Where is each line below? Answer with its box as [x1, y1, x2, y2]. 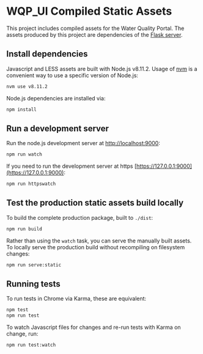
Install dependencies [6, 49, 88, 59]
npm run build [6, 225, 43, 232]
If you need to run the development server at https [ [6, 162, 137, 170]
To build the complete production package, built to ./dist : [6, 214, 153, 221]
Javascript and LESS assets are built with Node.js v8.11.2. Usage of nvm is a [6, 65, 197, 72]
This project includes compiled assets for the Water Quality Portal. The [6, 24, 185, 32]
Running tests [6, 279, 61, 289]
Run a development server [6, 123, 109, 134]
